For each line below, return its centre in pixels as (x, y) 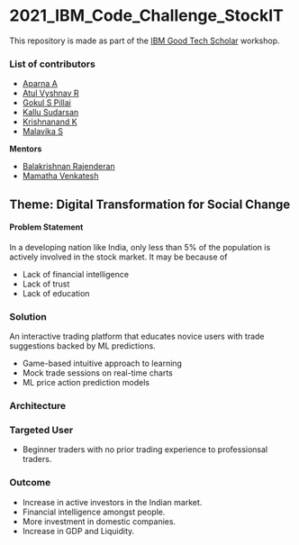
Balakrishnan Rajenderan (68, 167)
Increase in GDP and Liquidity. (78, 531)
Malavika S (43, 132)
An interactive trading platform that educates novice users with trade (137, 336)
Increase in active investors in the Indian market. (112, 502)
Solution (28, 316)
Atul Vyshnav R (50, 93)
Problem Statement (46, 227)
